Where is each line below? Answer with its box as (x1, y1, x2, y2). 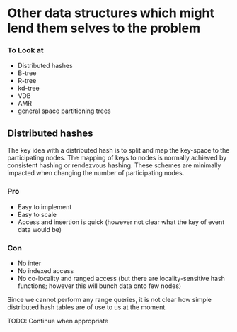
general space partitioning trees (17, 106, 111, 115)
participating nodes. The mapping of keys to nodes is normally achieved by (7, 154, 227, 162)
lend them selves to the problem (7, 20, 200, 36)
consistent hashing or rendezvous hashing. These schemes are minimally (7, 161, 221, 170)
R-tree (17, 77, 37, 85)
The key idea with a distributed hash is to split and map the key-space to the (7, 146, 230, 155)
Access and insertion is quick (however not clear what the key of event (17, 218, 225, 226)
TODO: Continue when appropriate (7, 316, 108, 325)
